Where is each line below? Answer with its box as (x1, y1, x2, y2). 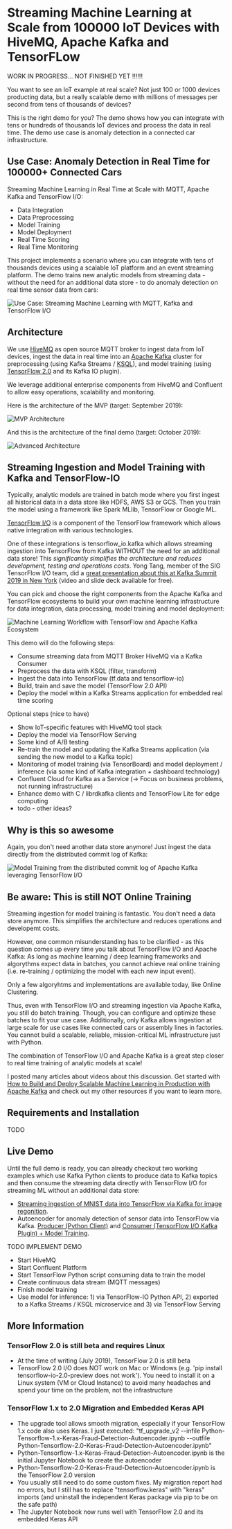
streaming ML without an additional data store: (7, 1186, 140, 1194)
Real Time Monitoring (17, 243, 79, 251)
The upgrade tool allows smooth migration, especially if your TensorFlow (17, 1419, 225, 1427)
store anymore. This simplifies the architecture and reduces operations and (7, 917, 222, 925)
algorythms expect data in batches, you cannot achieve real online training (7, 960, 220, 968)
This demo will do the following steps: (7, 639, 116, 647)
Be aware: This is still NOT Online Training (7, 891, 192, 902)
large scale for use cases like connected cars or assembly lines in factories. (7, 1024, 224, 1031)
